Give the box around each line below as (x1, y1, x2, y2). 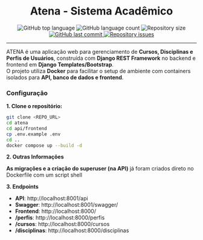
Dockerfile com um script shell (6, 171, 83, 179)
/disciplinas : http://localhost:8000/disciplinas (14, 227, 129, 234)
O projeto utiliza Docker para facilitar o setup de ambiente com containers (6, 67, 191, 74)
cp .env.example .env (6, 131, 61, 137)
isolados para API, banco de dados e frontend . (6, 74, 124, 81)
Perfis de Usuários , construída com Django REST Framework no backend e (6, 54, 196, 62)
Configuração (6, 89, 48, 97)
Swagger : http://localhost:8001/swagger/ (14, 201, 118, 209)
